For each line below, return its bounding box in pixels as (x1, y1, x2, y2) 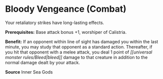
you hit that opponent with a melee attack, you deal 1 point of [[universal (5, 49, 152, 55)
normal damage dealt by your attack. (5, 59, 80, 65)
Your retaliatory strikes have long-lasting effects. (5, 20, 105, 26)
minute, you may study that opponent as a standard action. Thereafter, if (5, 44, 153, 50)
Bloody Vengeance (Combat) (5, 3, 127, 15)
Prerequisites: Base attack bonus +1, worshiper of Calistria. (5, 29, 127, 35)
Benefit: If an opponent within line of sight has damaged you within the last (5, 38, 159, 45)
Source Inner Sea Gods (5, 69, 53, 75)
